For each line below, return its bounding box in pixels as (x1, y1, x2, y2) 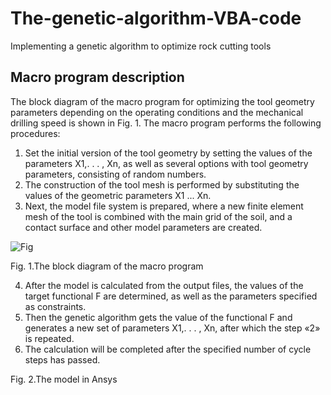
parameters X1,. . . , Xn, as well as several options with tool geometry (24, 157, 309, 169)
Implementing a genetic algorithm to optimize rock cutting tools (10, 40, 272, 52)
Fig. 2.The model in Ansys (10, 373, 118, 385)
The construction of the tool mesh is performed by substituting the (24, 178, 300, 191)
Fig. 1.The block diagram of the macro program (10, 260, 204, 272)
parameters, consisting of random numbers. (24, 168, 207, 180)
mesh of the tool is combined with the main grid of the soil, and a (24, 210, 293, 222)
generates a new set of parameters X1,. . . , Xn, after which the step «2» (24, 322, 321, 334)
